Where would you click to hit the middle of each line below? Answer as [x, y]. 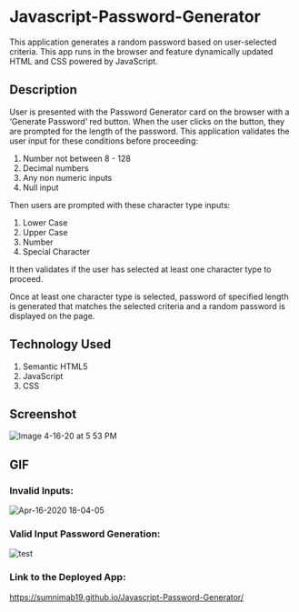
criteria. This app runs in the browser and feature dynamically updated [141, 51]
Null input [40, 187]
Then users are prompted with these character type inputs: [120, 205]
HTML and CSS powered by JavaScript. [84, 61]
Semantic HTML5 [55, 366]
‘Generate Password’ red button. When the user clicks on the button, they [147, 121]
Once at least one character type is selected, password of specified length [149, 296]
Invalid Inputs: [42, 490]
